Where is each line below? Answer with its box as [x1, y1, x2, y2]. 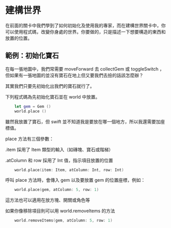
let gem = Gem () [14, 104, 51, 109]
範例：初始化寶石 [5, 51, 59, 60]
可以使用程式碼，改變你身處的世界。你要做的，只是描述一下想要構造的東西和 [5, 28, 166, 35]
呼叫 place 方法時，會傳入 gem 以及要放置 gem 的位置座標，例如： [5, 177, 146, 183]
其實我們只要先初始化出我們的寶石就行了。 [5, 83, 95, 89]
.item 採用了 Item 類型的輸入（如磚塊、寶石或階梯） [5, 146, 113, 152]
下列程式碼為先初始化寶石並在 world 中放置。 [5, 93, 100, 100]
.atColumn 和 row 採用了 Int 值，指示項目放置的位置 [5, 157, 113, 163]
